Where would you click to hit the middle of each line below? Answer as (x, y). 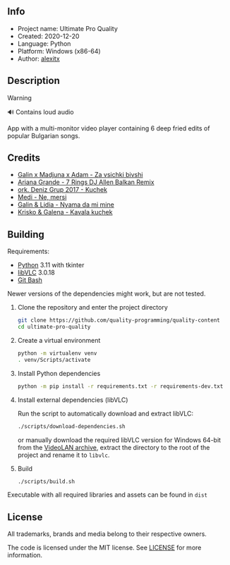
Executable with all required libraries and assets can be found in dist (108, 495)
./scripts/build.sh (46, 481)
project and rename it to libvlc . (63, 455)
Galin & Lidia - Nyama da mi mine (66, 205)
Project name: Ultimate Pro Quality (68, 28)
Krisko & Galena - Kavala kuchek (65, 212)
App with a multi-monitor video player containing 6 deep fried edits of (109, 128)
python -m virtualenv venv (57, 353)
